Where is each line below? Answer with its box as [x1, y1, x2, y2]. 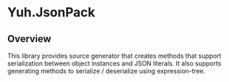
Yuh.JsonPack [7, 4, 95, 21]
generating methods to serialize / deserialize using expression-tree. [7, 67, 206, 75]
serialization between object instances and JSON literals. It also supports [7, 59, 222, 68]
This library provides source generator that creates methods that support [7, 51, 222, 60]
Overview [7, 33, 52, 45]
